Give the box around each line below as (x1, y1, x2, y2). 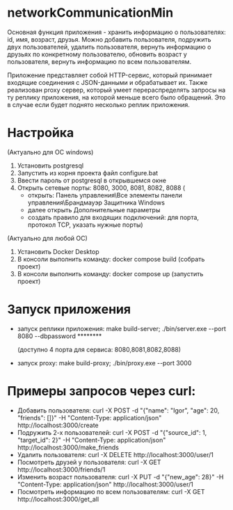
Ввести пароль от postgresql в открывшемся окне (17, 176, 167, 184)
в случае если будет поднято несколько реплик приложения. (7, 100, 190, 109)
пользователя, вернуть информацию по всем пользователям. (7, 57, 192, 65)
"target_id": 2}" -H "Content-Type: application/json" (17, 436, 166, 444)
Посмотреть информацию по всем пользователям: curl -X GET (17, 487, 205, 495)
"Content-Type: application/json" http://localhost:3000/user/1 (17, 480, 193, 488)
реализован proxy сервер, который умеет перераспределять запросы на (7, 86, 226, 94)
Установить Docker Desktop (17, 247, 99, 255)
